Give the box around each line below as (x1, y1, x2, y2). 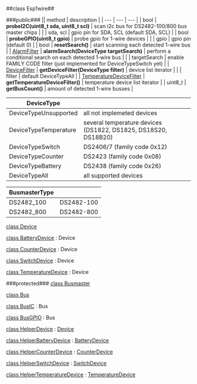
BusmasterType (9, 188, 55, 196)
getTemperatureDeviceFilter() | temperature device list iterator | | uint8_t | (6, 79, 186, 86)
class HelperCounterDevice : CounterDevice (6, 348, 113, 355)
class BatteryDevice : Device (6, 235, 76, 241)
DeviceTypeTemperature (9, 126, 77, 134)
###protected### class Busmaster (6, 280, 91, 287)
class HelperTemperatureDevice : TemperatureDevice (6, 371, 136, 378)
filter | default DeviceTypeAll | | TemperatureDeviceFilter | (6, 73, 145, 79)
